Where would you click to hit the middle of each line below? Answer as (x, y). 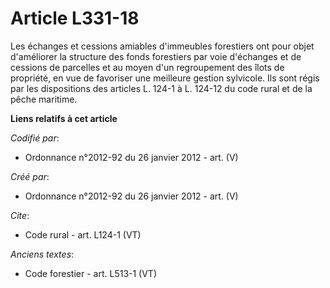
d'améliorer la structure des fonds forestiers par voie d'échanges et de (156, 56)
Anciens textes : (42, 254)
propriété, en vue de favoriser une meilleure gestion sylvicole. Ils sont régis (165, 78)
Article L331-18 (75, 18)
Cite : (20, 215)
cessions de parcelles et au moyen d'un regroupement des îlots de (147, 67)
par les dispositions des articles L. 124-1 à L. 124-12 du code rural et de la (161, 88)
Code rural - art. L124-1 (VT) (83, 234)
